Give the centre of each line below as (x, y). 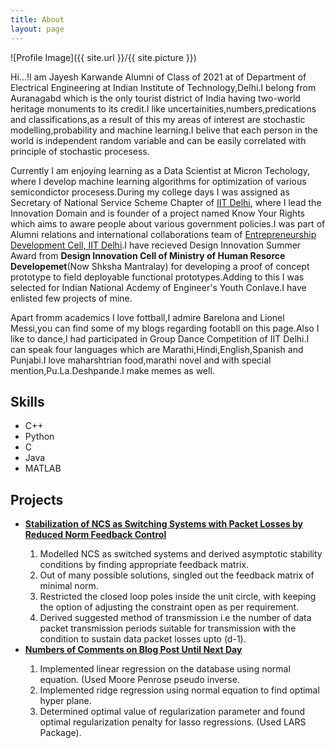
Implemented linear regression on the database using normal (165, 669)
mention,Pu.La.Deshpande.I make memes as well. (112, 370)
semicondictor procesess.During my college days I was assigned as (150, 192)
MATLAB (43, 468)
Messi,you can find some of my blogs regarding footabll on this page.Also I (165, 328)
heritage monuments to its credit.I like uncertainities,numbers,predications (163, 108)
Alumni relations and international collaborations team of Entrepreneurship (163, 234)
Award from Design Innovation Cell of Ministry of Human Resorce (148, 255)
